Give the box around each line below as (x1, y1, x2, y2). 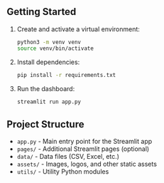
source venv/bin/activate (16, 45, 94, 52)
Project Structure (6, 118, 84, 130)
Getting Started (6, 6, 77, 18)
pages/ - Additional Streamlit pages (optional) (16, 145, 150, 153)
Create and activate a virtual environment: (16, 24, 140, 33)
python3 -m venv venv (16, 38, 82, 46)
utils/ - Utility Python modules (16, 167, 109, 176)
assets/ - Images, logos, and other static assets (16, 160, 158, 168)
